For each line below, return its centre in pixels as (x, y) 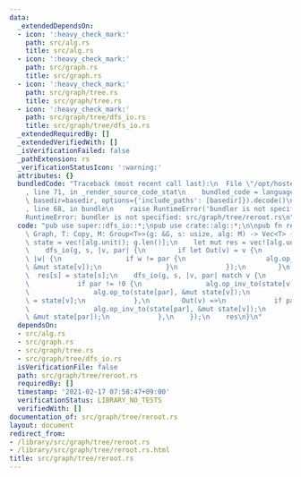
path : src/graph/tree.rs (72, 92)
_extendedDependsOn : (56, 26)
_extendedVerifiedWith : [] (68, 142)
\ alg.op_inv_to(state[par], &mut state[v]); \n (146, 309)
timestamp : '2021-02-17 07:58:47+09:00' (94, 392)
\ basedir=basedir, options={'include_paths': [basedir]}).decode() (156, 201)
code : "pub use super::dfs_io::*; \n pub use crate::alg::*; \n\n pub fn (150, 226)
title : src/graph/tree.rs (74, 101)
